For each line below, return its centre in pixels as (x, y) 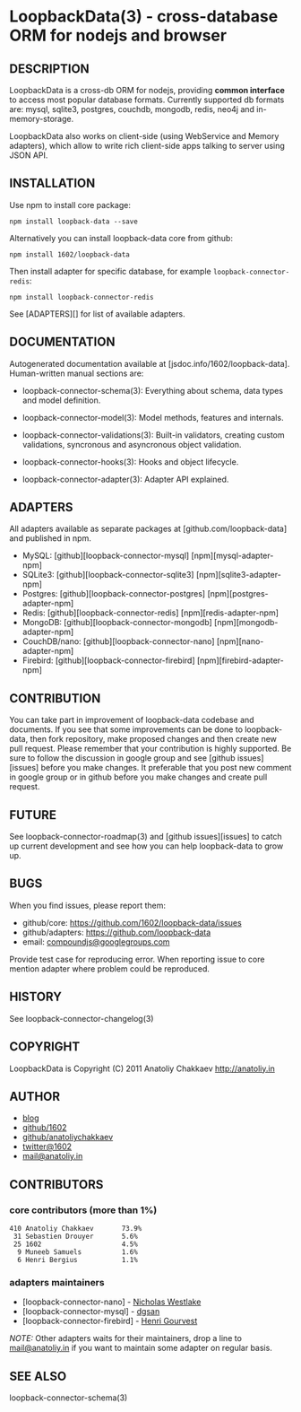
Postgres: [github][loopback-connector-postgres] (114, 594)
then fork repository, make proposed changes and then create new (154, 739)
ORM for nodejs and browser (118, 35)
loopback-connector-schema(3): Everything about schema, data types (153, 390)
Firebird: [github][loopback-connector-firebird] (108, 660)
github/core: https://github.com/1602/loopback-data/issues (132, 922)
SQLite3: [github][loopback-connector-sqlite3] (108, 575)
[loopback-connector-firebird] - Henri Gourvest (110, 1321)
